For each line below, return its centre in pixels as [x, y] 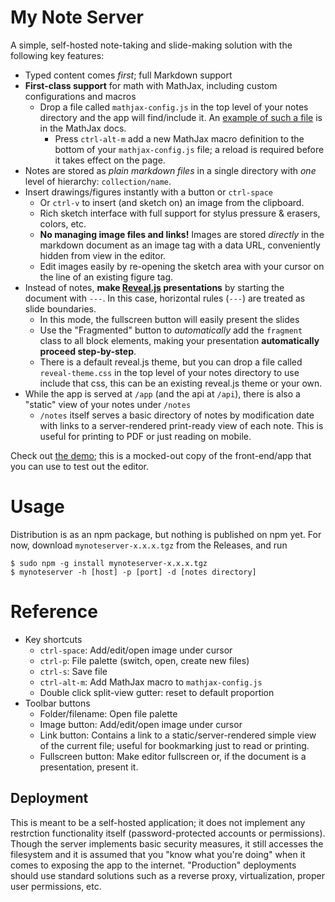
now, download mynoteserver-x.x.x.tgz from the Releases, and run [149, 545]
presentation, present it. [89, 767]
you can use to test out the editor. [80, 466]
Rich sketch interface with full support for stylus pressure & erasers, [180, 213]
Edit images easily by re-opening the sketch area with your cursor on [182, 266]
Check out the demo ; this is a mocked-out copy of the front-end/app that [161, 455]
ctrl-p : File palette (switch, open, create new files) [144, 660]
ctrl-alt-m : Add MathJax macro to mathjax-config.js [151, 682]
